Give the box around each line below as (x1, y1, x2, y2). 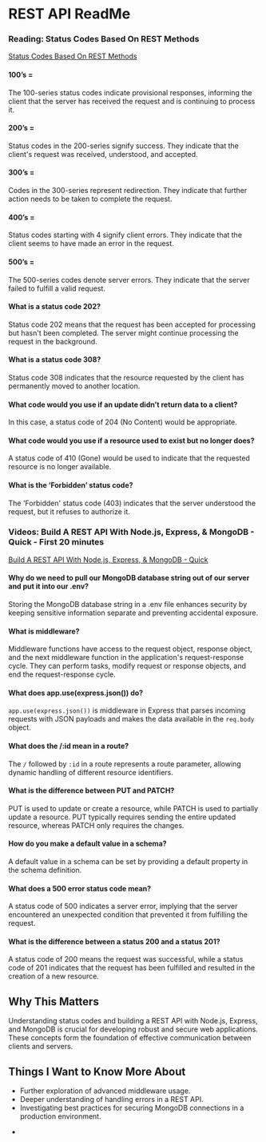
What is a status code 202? (8, 302, 101, 312)
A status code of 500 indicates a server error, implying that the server (8, 902, 238, 911)
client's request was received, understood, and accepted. (8, 149, 198, 159)
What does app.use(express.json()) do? (8, 688, 144, 698)
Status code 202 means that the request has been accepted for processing (8, 320, 256, 329)
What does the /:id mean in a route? (8, 742, 129, 751)
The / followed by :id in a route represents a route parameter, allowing (8, 758, 241, 769)
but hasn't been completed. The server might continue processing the (8, 328, 239, 337)
